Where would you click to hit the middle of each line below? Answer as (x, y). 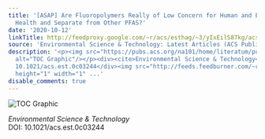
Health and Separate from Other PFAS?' (81, 23)
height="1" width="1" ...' (60, 74)
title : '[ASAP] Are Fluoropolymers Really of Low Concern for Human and (130, 15)
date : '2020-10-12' (40, 30)
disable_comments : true (47, 81)
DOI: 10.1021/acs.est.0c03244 (56, 127)
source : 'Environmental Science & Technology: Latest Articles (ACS (123, 45)
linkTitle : (26, 37)
